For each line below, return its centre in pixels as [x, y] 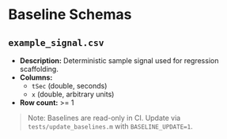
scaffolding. [39, 69]
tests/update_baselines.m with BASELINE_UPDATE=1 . [110, 126]
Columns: [36, 77]
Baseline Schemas [70, 15]
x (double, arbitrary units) [73, 94]
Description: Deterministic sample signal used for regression [119, 60]
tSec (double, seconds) [69, 86]
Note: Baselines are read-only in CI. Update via [104, 118]
